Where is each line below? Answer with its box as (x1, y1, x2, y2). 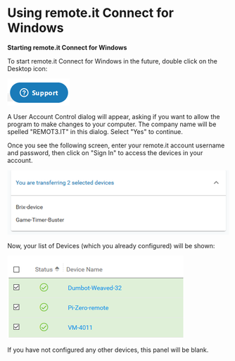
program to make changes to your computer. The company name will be (7, 120, 217, 128)
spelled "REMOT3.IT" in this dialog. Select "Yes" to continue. (7, 127, 183, 135)
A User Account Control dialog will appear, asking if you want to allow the (7, 112, 220, 121)
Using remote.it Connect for (7, 5, 174, 21)
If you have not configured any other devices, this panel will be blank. (7, 345, 209, 354)
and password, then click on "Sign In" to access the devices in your (7, 148, 203, 157)
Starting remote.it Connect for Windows (7, 43, 127, 51)
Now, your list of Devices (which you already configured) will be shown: (7, 242, 215, 250)
